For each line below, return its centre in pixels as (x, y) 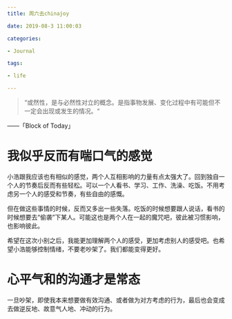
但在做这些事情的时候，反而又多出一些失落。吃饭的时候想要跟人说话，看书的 (116, 209)
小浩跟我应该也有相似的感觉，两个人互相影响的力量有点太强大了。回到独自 (113, 176)
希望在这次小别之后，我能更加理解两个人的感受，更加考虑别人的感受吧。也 (113, 240)
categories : (24, 39)
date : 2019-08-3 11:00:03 (44, 26)
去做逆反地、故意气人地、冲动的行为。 (61, 309)
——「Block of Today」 (41, 126)
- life (17, 76)
